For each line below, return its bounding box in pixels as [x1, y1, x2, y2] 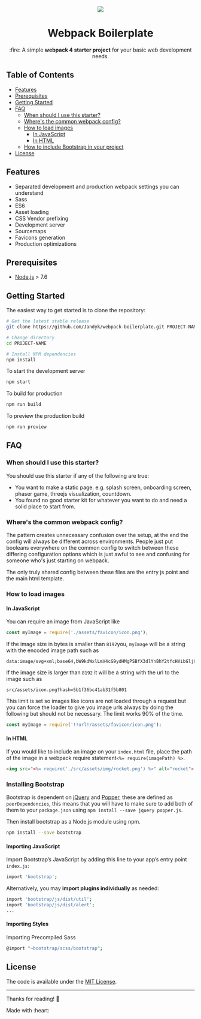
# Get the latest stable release [6, 318, 90, 324]
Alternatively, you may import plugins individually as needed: [6, 885, 160, 892]
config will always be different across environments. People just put [6, 538, 173, 545]
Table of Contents [6, 70, 75, 80]
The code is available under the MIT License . [6, 978, 117, 985]
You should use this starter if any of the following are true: [6, 472, 150, 479]
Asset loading [14, 208, 49, 215]
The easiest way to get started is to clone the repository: [6, 307, 145, 314]
